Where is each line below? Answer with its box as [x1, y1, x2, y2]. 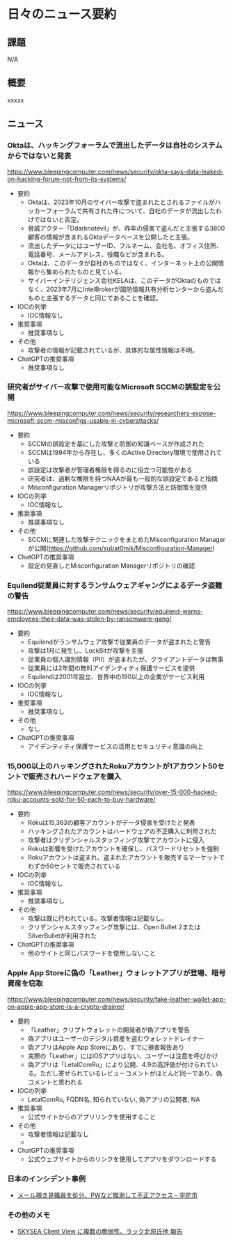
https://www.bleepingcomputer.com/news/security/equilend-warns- [7, 607, 204, 616]
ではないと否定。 [33, 215, 83, 224]
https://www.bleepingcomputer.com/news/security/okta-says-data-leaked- [7, 167, 224, 176]
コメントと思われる [27, 1078, 83, 1086]
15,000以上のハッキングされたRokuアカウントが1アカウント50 [7, 761, 218, 771]
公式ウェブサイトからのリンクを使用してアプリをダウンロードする [27, 1154, 217, 1163]
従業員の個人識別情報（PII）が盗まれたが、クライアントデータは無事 [27, 655, 224, 664]
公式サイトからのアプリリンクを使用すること [27, 1112, 156, 1121]
